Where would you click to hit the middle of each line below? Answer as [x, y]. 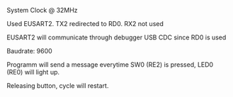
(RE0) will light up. [33, 72]
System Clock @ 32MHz [42, 10]
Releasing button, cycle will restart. [58, 86]
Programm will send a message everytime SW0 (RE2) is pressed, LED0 [110, 65]
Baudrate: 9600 [29, 51]
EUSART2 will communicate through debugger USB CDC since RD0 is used [116, 37]
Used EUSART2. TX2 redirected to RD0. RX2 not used [85, 24]
